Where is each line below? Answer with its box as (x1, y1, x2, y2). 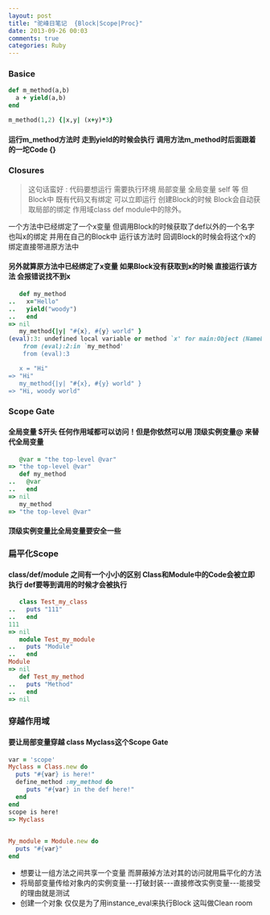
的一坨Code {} (8, 144, 56, 154)
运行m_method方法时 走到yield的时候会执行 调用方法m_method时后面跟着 (8, 134, 256, 144)
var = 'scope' (8, 756, 56, 764)
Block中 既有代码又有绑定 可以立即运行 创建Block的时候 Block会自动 (27, 194, 254, 204)
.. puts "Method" (8, 680, 74, 688)
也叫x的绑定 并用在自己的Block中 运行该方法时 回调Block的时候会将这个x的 (8, 231, 256, 241)
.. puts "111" (8, 605, 63, 614)
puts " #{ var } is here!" (15, 770, 95, 779)
